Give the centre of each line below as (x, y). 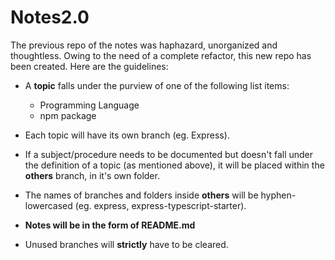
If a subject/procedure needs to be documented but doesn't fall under (169, 154)
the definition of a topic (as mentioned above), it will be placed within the (174, 165)
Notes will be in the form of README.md (110, 225)
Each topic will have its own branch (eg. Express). (127, 135)
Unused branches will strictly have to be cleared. (126, 244)
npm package (68, 115)
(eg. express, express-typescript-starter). (160, 205)
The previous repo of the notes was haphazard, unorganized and (144, 45)
